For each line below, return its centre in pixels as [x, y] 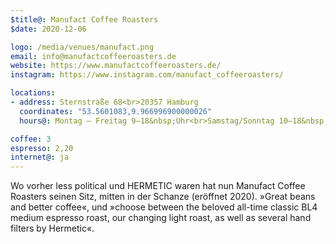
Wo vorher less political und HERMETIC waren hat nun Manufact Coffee [158, 186]
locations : [33, 93]
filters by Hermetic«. [52, 228]
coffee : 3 [31, 139]
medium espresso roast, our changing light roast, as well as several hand [161, 218]
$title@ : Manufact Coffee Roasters [84, 19]
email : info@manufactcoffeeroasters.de [93, 56]
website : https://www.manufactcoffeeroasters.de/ [116, 66]
